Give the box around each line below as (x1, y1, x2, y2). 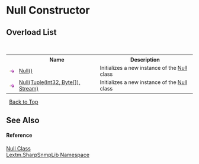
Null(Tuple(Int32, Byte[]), (18, 79, 81, 86)
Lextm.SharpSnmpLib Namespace (6, 152, 90, 159)
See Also (6, 115, 40, 125)
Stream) (18, 85, 39, 92)
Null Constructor (6, 4, 90, 17)
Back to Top (8, 98, 38, 105)
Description (130, 56, 160, 63)
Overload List (6, 27, 57, 37)
